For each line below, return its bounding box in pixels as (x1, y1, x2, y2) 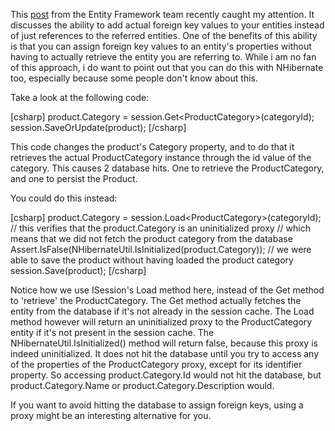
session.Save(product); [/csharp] (10, 265, 147, 276)
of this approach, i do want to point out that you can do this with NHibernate (10, 62, 324, 73)
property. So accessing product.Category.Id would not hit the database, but (10, 369, 322, 381)
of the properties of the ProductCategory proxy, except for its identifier (10, 359, 303, 370)
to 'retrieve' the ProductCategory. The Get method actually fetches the (10, 295, 302, 306)
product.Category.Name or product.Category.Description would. (10, 380, 275, 391)
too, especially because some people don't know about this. (10, 72, 258, 84)
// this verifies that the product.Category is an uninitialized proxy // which (10, 222, 312, 234)
